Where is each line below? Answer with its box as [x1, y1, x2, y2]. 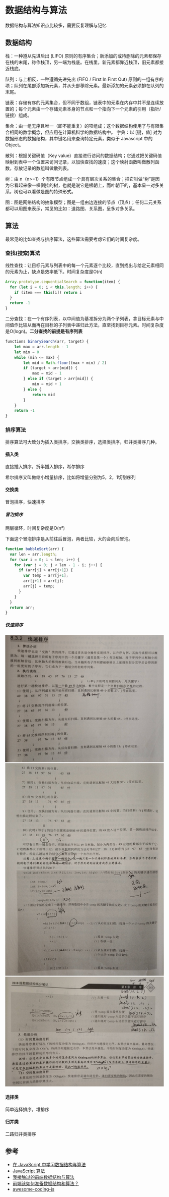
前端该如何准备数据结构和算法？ [12, 1180, 79, 1186]
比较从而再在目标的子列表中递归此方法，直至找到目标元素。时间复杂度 [18, 322, 164, 328]
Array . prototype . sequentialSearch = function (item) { [5, 279, 121, 284]
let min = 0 [14, 349, 39, 355]
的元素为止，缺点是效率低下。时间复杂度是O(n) [5, 268, 103, 275]
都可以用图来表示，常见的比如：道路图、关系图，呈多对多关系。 [5, 205, 137, 211]
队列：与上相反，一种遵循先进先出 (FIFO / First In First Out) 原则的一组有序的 [5, 76, 164, 82]
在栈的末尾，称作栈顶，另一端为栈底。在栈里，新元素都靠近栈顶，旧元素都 [5, 59, 159, 65]
